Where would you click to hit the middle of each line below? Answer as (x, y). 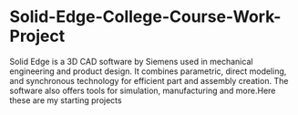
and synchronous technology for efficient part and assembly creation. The (149, 80)
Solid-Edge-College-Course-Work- (145, 17)
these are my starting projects (66, 100)
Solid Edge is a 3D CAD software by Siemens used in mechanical (131, 61)
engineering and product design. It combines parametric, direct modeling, (148, 71)
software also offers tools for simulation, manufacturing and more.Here (143, 90)
